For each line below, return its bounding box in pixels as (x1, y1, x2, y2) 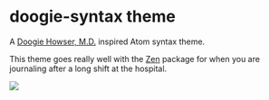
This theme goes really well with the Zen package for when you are (9, 53, 261, 64)
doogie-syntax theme (9, 6, 177, 27)
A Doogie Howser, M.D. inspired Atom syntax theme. (9, 36, 206, 47)
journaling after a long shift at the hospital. (9, 63, 168, 74)
